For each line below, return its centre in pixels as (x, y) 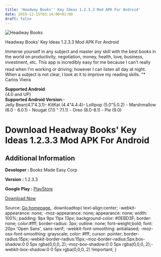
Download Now (20, 198)
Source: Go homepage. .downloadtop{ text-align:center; (61, 208)
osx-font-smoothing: (26, 234)
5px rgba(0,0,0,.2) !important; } (85, 250)
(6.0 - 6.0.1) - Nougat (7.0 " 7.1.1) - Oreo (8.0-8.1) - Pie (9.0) (63, 110)
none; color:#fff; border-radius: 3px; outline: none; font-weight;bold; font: (79, 224)
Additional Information (40, 158)
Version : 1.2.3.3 (21, 180)
